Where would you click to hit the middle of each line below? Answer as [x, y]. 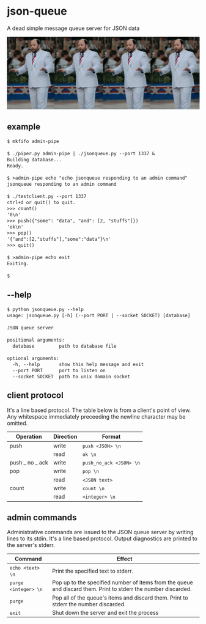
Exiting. [18, 264]
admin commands [42, 517]
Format [111, 437]
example [24, 127]
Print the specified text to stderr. [93, 571]
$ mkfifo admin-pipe [33, 142]
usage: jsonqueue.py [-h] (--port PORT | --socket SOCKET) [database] [99, 316]
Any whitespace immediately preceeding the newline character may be [96, 416]
